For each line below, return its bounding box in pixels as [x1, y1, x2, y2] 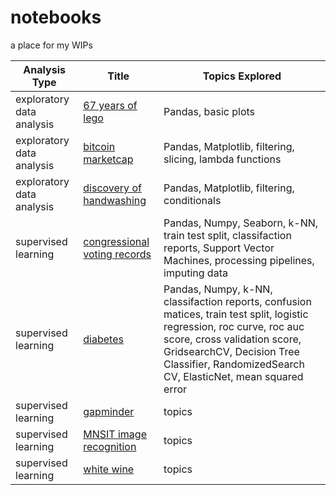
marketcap [83, 152, 134, 166]
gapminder [83, 404, 135, 418]
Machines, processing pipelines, [163, 253, 315, 267]
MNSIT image [83, 427, 147, 441]
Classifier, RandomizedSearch [163, 357, 305, 371]
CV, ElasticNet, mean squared [163, 369, 304, 383]
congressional [83, 234, 150, 248]
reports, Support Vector [163, 241, 275, 255]
